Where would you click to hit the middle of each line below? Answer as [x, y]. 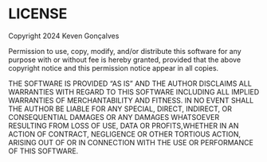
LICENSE [38, 14]
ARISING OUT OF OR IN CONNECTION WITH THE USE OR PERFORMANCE [131, 142]
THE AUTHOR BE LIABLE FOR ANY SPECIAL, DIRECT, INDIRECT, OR [120, 109]
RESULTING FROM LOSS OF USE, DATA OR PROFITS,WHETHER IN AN [124, 125]
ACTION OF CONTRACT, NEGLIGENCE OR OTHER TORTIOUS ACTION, [125, 134]
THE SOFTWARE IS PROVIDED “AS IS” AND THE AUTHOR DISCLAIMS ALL [130, 83]
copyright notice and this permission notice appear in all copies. [114, 67]
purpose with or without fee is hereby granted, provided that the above [125, 60]
